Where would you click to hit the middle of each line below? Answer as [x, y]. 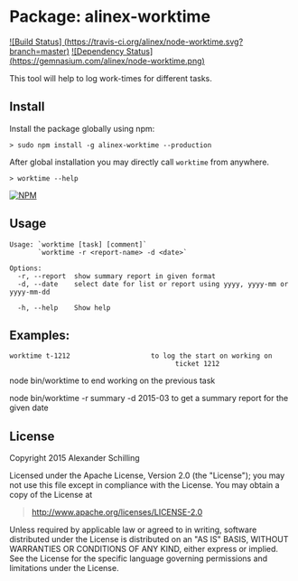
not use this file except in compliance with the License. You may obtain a [144, 485]
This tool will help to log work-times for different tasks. [111, 78]
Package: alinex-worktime [110, 17]
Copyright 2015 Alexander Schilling [74, 458]
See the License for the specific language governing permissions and [139, 558]
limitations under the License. [64, 568]
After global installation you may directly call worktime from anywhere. [139, 162]
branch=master [38, 51]
